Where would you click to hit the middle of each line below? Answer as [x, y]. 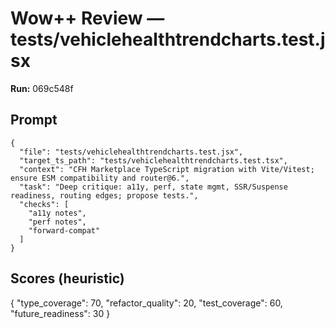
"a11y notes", [57, 213]
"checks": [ [44, 204]
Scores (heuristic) [67, 278]
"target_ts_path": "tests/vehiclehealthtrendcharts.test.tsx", [153, 160]
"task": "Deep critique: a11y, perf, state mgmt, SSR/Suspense [153, 187]
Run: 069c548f [42, 88]
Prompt [34, 120]
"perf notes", [57, 222]
